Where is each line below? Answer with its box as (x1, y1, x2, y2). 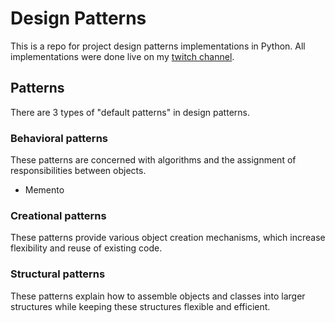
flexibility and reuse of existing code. (10, 242, 163, 254)
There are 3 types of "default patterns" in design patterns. (10, 106, 250, 118)
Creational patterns (10, 208, 107, 222)
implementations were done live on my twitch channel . (10, 50, 235, 62)
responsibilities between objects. (10, 165, 147, 177)
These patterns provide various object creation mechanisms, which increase (10, 232, 326, 244)
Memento (24, 184, 65, 196)
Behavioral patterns (10, 131, 108, 145)
